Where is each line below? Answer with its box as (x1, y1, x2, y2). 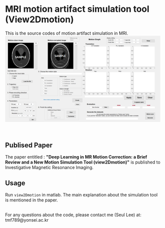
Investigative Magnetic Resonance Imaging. (5, 164, 94, 170)
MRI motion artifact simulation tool (5, 3, 150, 15)
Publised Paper (5, 141, 53, 149)
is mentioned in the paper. (5, 197, 58, 203)
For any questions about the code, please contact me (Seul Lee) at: (5, 212, 142, 218)
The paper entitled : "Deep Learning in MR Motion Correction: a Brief (5, 154, 147, 160)
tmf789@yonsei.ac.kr (5, 217, 49, 223)
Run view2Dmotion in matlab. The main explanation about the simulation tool (5, 192, 158, 198)
